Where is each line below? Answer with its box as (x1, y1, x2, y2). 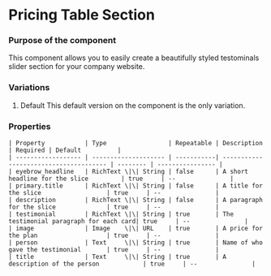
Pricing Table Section (8, 6, 156, 24)
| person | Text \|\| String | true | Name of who (8, 239, 264, 247)
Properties (8, 120, 51, 132)
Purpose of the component (8, 35, 116, 46)
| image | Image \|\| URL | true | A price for (8, 225, 264, 233)
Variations (8, 82, 50, 93)
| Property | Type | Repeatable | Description (8, 140, 264, 148)
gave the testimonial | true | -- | (8, 246, 220, 254)
